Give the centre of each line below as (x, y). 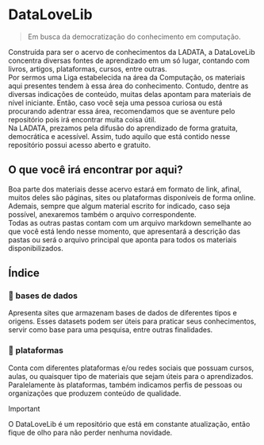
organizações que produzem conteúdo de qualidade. (95, 393)
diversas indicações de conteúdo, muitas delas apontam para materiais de (130, 94)
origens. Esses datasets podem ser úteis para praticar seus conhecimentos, (132, 321)
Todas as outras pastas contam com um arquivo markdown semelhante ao (130, 222)
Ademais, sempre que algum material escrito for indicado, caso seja (119, 206)
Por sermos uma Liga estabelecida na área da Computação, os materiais (127, 77)
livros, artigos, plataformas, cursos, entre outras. (88, 68)
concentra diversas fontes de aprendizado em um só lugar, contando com (129, 60)
